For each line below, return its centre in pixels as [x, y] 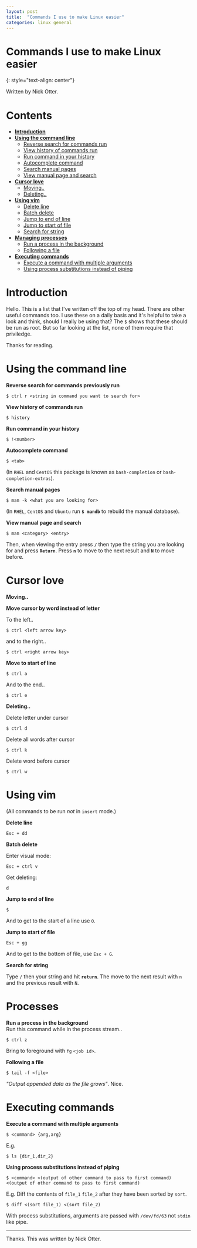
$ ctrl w [17, 772]
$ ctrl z [17, 1040]
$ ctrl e [17, 696]
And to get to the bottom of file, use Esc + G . [60, 954]
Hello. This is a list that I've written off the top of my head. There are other [95, 309]
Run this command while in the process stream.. [64, 1029]
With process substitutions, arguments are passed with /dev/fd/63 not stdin [98, 1215]
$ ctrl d [17, 729]
